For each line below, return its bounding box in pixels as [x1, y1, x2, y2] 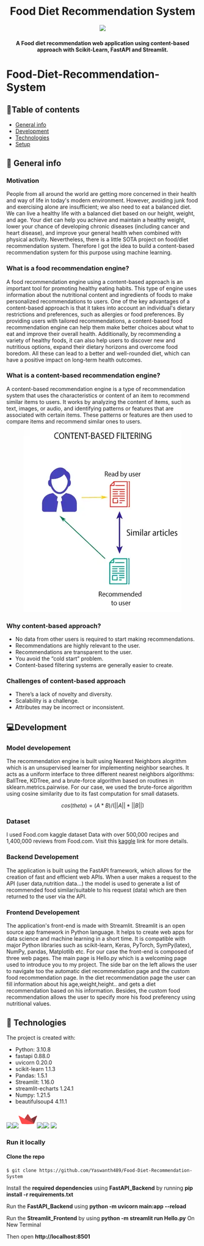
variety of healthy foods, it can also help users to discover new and [6, 337, 176, 344]
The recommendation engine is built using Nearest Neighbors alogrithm [6, 758, 187, 765]
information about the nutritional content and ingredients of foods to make [6, 291, 193, 298]
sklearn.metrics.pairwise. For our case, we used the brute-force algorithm [6, 783, 192, 791]
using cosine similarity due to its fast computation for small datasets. [6, 790, 179, 797]
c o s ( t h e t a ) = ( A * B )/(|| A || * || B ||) [60, 802, 145, 809]
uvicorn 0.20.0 [15, 1059, 53, 1066]
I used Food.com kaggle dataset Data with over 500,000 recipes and [6, 831, 179, 838]
